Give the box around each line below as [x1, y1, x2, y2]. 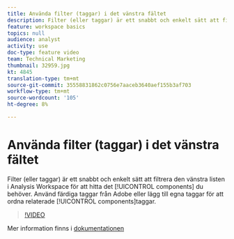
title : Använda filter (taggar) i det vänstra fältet [7, 10, 167, 17]
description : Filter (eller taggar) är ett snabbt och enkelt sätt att [7, 17, 219, 24]
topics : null [7, 29, 45, 37]
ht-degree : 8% [7, 101, 49, 108]
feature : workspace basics [7, 23, 86, 30]
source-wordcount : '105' [7, 95, 79, 102]
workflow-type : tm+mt [7, 88, 70, 95]
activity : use [7, 43, 49, 49]
